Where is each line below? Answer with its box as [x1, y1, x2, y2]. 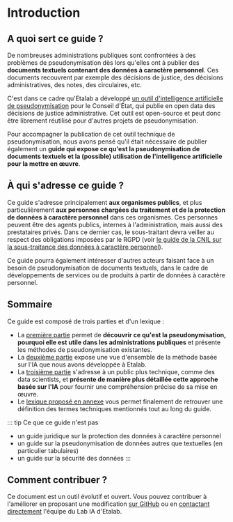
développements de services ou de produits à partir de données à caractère [7, 270, 226, 279]
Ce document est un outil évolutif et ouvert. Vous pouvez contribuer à [7, 493, 207, 501]
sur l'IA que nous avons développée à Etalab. [17, 360, 147, 369]
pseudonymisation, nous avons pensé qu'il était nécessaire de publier [7, 137, 207, 146]
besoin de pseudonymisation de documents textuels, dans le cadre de [7, 263, 209, 272]
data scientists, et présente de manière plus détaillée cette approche [17, 375, 218, 383]
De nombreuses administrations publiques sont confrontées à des [7, 51, 196, 59]
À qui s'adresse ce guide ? [7, 180, 124, 192]
